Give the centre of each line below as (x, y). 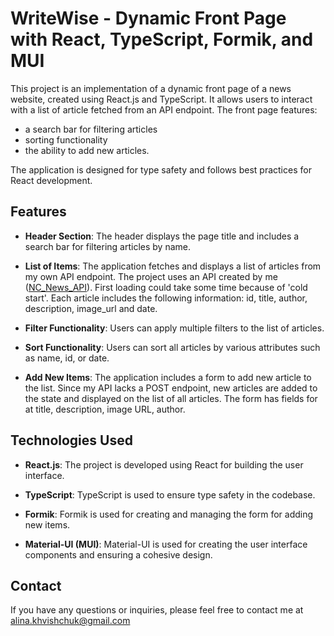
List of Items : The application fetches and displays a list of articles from (173, 266)
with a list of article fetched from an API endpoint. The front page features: (164, 109)
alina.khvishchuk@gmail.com (70, 621)
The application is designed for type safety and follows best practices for (161, 169)
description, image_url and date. (91, 308)
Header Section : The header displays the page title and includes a (162, 236)
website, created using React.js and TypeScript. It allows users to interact (161, 99)
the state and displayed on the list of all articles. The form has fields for (171, 398)
